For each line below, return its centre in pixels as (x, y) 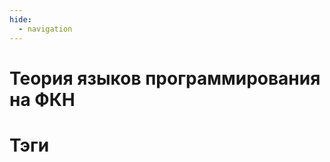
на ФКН (42, 99)
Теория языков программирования (165, 78)
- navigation (45, 29)
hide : (20, 19)
